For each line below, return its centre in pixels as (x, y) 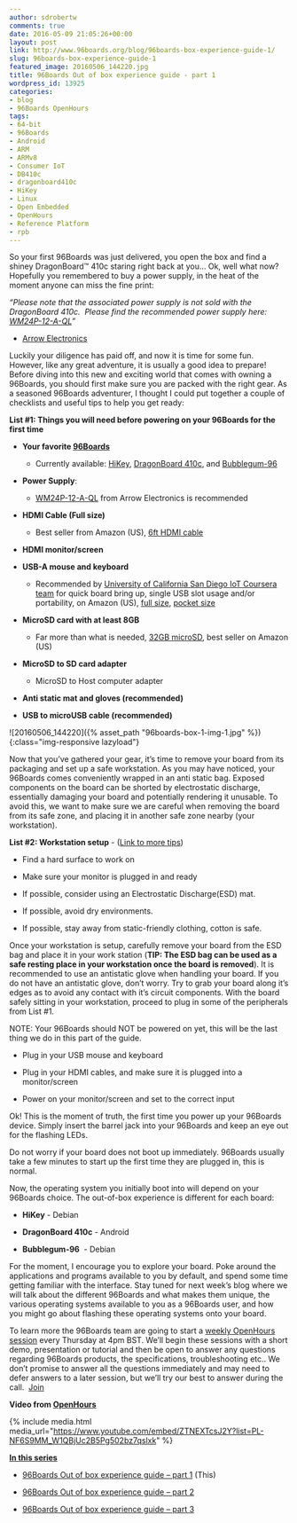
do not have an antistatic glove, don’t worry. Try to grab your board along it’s (149, 983)
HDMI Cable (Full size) (63, 515)
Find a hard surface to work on (78, 860)
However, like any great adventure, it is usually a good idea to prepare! (138, 365)
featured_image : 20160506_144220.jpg (79, 67)
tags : (19, 116)
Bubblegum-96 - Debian (69, 1249)
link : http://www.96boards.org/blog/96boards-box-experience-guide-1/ (142, 51)
